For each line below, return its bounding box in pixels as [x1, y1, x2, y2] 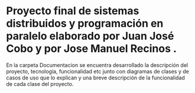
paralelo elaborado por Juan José [6, 30, 174, 43]
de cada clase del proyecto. [6, 80, 74, 87]
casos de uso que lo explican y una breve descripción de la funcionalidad [6, 74, 185, 81]
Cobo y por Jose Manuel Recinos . [6, 42, 177, 56]
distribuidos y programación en [6, 17, 164, 30]
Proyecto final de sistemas [6, 4, 139, 18]
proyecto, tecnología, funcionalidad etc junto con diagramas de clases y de [6, 68, 189, 75]
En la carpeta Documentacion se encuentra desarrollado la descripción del [6, 61, 188, 69]
